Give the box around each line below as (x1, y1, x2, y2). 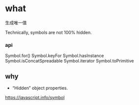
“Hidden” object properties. (12, 85, 68, 91)
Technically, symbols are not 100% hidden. (5, 29, 92, 35)
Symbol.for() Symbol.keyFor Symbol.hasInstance (5, 53, 104, 59)
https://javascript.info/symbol (5, 95, 65, 101)
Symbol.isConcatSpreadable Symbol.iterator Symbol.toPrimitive (5, 58, 134, 64)
